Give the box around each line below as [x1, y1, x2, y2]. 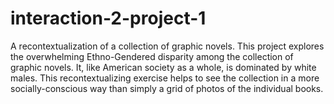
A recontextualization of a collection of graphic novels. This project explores [10, 40, 325, 52]
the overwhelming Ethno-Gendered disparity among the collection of [10, 50, 294, 62]
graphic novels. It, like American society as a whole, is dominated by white [10, 61, 317, 73]
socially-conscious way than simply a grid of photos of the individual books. [10, 82, 324, 94]
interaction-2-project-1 [10, 7, 207, 30]
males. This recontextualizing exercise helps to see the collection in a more [10, 72, 320, 84]
